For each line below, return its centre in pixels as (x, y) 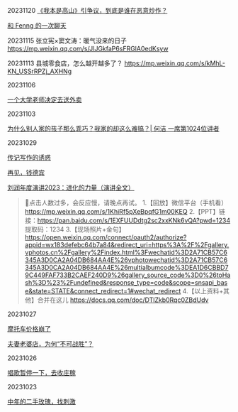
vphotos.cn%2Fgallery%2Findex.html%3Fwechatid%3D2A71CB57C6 (126, 252)
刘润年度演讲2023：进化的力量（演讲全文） (71, 188)
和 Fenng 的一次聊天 (37, 26)
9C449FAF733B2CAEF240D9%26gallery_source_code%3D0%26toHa (127, 275)
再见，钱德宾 (26, 172)
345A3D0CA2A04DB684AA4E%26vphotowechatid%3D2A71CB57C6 (126, 260)
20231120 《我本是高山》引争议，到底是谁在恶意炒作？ (87, 10)
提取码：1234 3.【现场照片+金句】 (75, 229)
